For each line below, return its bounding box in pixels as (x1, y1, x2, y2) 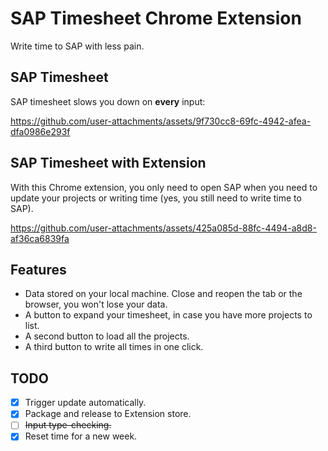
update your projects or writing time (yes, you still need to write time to (10, 192, 302, 204)
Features (10, 261, 67, 278)
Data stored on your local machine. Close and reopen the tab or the (24, 288, 303, 300)
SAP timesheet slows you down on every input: (10, 95, 206, 107)
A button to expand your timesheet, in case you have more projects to (24, 309, 313, 321)
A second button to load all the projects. (24, 330, 190, 342)
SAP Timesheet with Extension (10, 155, 207, 172)
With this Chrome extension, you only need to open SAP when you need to (10, 181, 318, 193)
